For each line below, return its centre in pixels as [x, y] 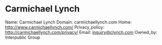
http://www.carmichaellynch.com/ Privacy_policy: [55, 27]
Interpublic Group [23, 37]
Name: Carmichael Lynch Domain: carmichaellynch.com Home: [68, 22]
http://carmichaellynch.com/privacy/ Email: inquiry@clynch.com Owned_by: [81, 32]
